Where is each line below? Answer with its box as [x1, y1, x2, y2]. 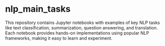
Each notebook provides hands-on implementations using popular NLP [5, 30, 149, 36]
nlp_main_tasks [5, 3, 71, 15]
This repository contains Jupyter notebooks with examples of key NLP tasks [5, 20, 160, 25]
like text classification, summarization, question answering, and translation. [5, 24, 158, 30]
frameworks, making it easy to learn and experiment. [5, 35, 113, 41]
